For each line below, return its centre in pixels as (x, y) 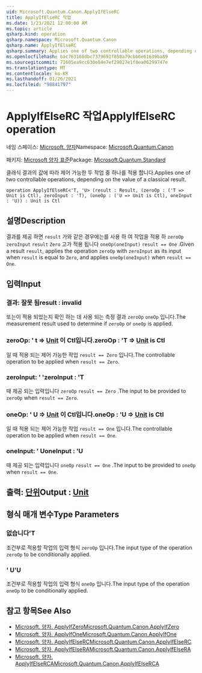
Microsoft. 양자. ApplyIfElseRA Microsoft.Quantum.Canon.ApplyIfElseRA (103, 649)
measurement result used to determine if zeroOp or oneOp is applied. (90, 324)
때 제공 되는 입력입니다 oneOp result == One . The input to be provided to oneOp (101, 465)
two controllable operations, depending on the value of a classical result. (96, 179)
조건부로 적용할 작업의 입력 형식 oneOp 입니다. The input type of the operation (98, 584)
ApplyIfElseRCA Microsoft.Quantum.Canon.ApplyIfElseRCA (87, 663)
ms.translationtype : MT (36, 68)
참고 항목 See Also (39, 611)
